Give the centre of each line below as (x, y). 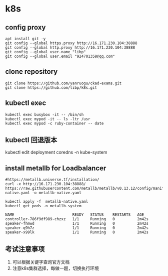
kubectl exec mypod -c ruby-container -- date (54, 123)
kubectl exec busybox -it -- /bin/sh (44, 114)
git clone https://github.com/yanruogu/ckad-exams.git (63, 83)
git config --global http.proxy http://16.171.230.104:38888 (70, 48)
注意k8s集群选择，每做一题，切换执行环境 (55, 268)
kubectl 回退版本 (31, 140)
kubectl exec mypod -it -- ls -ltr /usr (48, 119)
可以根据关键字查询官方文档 (41, 262)
